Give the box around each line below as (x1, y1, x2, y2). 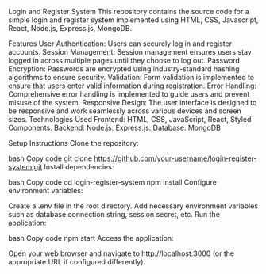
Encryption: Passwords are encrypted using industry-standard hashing (8, 64, 240, 74)
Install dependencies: (44, 162, 114, 171)
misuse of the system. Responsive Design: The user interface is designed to (8, 98, 257, 107)
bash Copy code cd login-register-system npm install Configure (8, 177, 217, 187)
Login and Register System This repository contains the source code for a (8, 7, 250, 16)
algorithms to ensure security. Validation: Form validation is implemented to (8, 73, 255, 82)
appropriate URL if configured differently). (8, 257, 145, 266)
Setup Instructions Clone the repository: (8, 139, 139, 147)
